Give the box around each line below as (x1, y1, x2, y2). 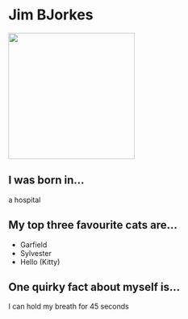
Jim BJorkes (8, 6, 94, 24)
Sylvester (19, 248, 52, 258)
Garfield (19, 240, 48, 250)
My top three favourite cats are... (8, 218, 178, 232)
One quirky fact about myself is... (8, 280, 181, 294)
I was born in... (8, 174, 85, 187)
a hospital (8, 195, 41, 204)
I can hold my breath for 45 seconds (8, 301, 129, 312)
